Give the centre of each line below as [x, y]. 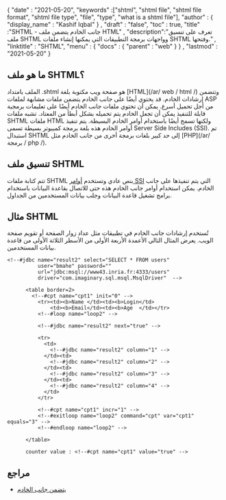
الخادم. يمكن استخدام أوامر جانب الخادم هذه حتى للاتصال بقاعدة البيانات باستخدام [111, 188]
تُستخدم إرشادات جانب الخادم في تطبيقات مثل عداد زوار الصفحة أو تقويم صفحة [108, 233]
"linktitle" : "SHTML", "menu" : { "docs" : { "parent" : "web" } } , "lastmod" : [112, 46]
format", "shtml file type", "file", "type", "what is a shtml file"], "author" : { [110, 17]
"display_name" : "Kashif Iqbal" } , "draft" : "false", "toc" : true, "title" [104, 24]
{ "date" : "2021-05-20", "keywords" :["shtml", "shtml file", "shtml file [104, 10]
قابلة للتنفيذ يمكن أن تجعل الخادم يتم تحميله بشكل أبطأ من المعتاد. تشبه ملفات [106, 113]
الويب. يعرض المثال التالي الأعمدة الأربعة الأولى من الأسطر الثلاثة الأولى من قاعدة [110, 240]
